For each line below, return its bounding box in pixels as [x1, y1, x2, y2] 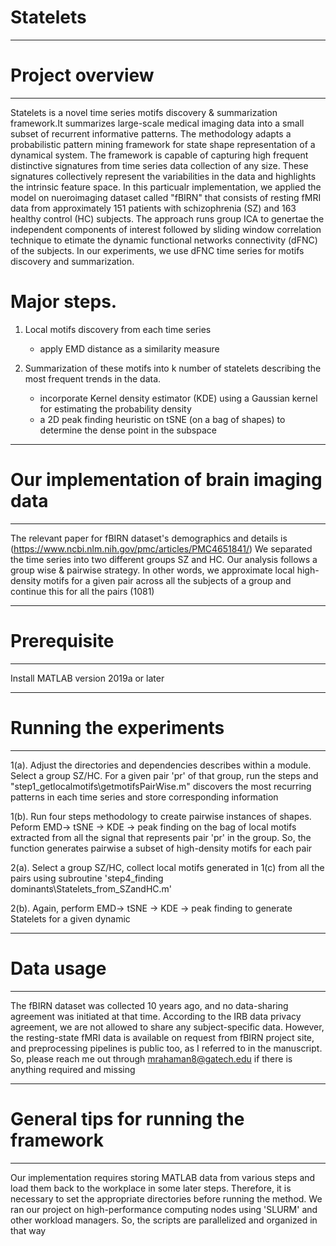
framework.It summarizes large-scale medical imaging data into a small [10, 117, 305, 129]
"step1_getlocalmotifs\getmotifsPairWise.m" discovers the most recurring [10, 780, 312, 792]
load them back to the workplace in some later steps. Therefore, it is [10, 1182, 292, 1194]
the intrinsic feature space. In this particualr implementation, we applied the [10, 181, 322, 193]
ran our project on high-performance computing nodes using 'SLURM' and [10, 1203, 318, 1215]
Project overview [10, 64, 155, 87]
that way [10, 1224, 47, 1236]
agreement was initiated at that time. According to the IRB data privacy [10, 1010, 302, 1022]
